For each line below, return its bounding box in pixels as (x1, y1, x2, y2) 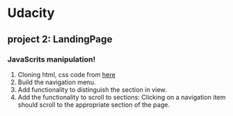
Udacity (7, 5, 55, 21)
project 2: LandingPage (7, 33, 113, 45)
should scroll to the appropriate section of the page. (17, 100, 170, 109)
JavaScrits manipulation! (7, 54, 96, 64)
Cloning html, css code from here (17, 70, 116, 79)
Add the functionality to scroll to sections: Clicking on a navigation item (17, 93, 226, 101)
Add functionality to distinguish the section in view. (17, 85, 167, 93)
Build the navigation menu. (17, 78, 96, 86)
